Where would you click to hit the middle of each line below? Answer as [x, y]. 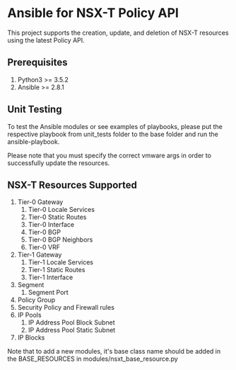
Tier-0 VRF [44, 247]
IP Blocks [31, 337]
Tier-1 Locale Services [61, 262]
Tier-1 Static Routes [57, 270]
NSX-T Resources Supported [72, 185]
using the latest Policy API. [46, 40]
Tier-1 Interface [51, 277]
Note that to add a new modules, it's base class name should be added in [114, 352]
